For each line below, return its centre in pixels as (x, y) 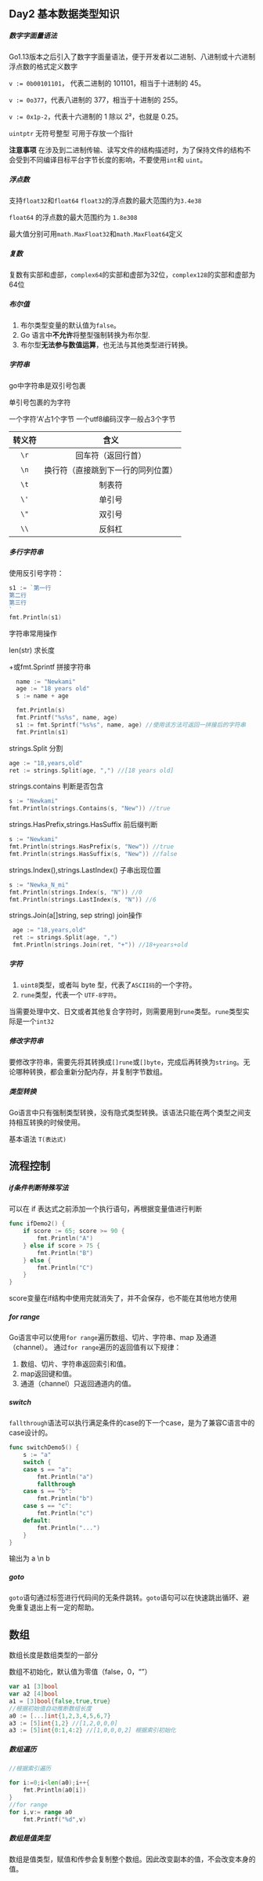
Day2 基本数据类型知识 (64, 14)
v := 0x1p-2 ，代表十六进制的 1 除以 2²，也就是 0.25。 (96, 117)
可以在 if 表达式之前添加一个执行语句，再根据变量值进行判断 (106, 1209)
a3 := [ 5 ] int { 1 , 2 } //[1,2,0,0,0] (63, 1723)
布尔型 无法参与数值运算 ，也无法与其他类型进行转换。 (106, 345)
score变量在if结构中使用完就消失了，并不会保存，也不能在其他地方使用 (123, 1298)
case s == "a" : (48, 1469)
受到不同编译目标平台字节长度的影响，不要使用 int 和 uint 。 (111, 160)
